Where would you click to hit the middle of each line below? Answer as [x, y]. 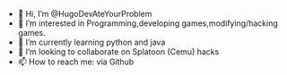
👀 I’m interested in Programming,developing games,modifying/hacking [148, 23]
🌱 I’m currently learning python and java [91, 42]
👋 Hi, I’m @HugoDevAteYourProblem [85, 14]
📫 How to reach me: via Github [76, 62]
